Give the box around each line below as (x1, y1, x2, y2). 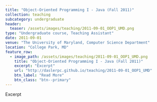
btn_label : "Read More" (14, 73, 65, 78)
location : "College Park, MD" (5, 45, 69, 50)
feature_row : (5, 49, 33, 54)
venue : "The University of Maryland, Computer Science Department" (5, 40, 150, 45)
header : (5, 21, 22, 27)
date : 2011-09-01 (5, 36, 42, 41)
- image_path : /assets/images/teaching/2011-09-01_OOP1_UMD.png (10, 54, 148, 59)
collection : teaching (5, 12, 51, 17)
